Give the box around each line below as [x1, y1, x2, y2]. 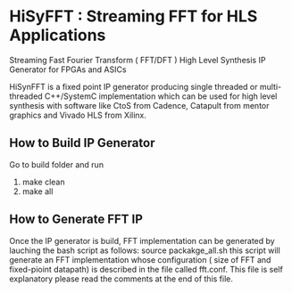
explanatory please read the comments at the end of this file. [9, 273, 234, 284]
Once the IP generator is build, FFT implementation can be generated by [9, 235, 275, 246]
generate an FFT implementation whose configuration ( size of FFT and [9, 254, 271, 265]
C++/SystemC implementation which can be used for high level [44, 91, 278, 102]
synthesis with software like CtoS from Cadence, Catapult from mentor [9, 100, 270, 110]
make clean [21, 176, 65, 187]
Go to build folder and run [9, 159, 104, 170]
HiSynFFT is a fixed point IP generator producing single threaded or [9, 81, 258, 92]
